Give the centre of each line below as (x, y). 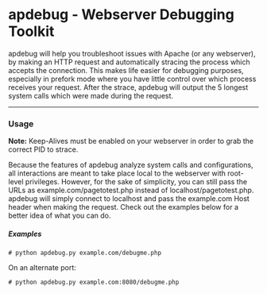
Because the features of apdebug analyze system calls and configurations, (131, 165)
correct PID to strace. (43, 149)
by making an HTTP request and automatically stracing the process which (129, 62)
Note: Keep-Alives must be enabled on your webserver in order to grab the (131, 141)
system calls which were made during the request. (91, 95)
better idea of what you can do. (60, 215)
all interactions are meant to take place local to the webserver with (117, 173)
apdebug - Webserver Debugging (121, 15)
